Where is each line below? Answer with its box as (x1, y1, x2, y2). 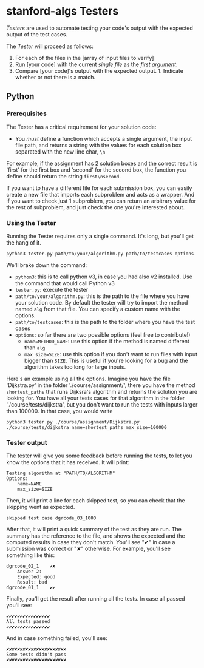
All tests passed (6, 619, 50, 625)
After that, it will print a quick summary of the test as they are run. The (6, 526, 182, 533)
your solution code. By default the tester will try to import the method (15, 299, 188, 306)
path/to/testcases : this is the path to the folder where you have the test (15, 318, 195, 325)
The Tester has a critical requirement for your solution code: (6, 123, 157, 130)
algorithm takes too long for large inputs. (24, 363, 126, 371)
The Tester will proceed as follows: (6, 42, 94, 50)
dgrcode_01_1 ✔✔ (6, 584, 56, 591)
